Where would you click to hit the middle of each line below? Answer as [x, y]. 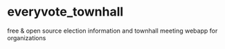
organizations [27, 37]
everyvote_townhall [65, 12]
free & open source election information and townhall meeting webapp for [112, 31]
